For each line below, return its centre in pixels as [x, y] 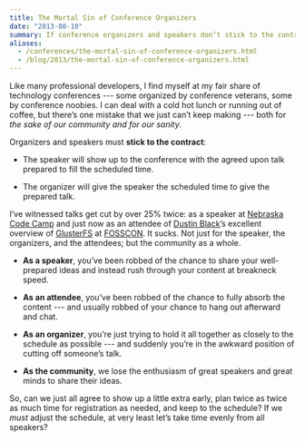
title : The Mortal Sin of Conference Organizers [103, 18]
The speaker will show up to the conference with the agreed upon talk [153, 159]
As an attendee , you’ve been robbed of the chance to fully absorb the [154, 297]
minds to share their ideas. [72, 381]
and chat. [40, 317]
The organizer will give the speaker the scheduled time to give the [146, 186]
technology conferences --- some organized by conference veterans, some [151, 95]
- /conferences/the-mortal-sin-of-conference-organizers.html [138, 52]
